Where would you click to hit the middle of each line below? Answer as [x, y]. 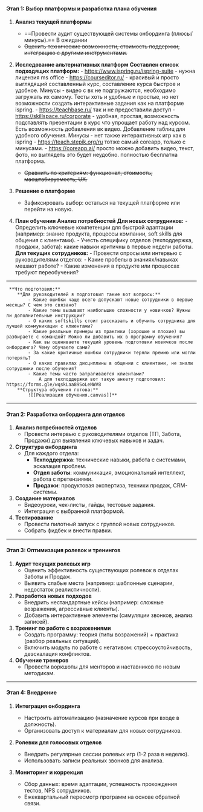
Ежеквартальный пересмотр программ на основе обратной [102, 797]
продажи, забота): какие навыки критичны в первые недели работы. [104, 247]
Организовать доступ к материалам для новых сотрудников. [103, 730]
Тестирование [34, 518]
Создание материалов [45, 498]
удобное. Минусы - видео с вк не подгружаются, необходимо [95, 90]
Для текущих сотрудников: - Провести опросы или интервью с [98, 253]
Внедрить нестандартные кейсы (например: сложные [94, 602]
